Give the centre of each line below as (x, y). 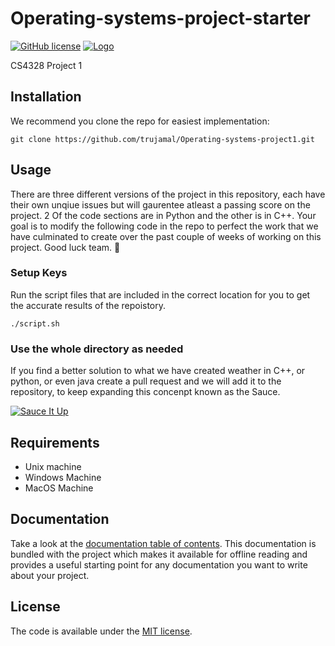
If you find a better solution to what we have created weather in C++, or (158, 371)
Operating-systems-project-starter (160, 18)
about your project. (50, 575)
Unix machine (53, 466)
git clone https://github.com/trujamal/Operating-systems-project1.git (162, 139)
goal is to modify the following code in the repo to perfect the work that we (164, 226)
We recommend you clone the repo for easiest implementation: (140, 121)
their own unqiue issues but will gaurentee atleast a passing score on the (160, 204)
